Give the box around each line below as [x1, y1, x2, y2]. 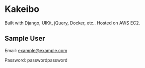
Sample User [4, 34, 45, 43]
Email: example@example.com [4, 47, 68, 53]
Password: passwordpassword [4, 57, 68, 63]
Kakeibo [4, 3, 40, 15]
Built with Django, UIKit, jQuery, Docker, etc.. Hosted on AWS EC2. [4, 20, 140, 26]
